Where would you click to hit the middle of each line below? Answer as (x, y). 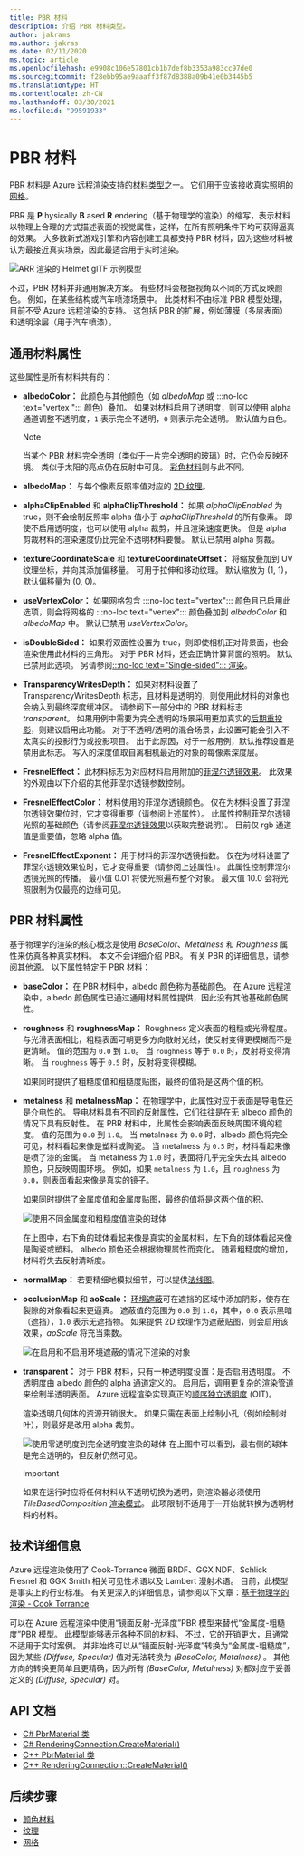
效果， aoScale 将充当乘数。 (75, 1332)
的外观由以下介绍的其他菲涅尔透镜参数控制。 (106, 783)
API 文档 (33, 1711)
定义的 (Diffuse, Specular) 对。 (67, 1679)
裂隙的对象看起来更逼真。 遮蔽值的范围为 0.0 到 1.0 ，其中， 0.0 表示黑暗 (157, 1310)
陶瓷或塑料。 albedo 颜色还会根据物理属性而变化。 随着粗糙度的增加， (161, 1249)
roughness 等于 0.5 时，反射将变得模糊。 (126, 1062)
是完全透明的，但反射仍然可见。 (82, 1455)
